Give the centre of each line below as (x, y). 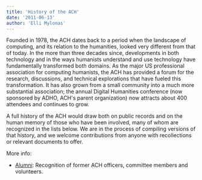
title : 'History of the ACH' (43, 12)
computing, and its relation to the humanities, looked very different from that (101, 47)
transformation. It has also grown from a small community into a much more (100, 85)
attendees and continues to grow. (48, 104)
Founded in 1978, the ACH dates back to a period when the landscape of (96, 40)
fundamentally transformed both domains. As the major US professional (96, 66)
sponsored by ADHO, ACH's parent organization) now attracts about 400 (97, 98)
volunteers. (29, 172)
